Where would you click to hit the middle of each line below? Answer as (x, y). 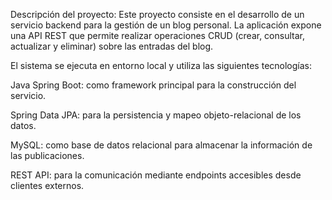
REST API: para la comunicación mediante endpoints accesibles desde (156, 175)
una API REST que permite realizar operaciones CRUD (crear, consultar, (157, 35)
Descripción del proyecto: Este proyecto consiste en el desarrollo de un (157, 14)
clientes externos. (47, 185)
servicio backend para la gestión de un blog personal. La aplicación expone (166, 25)
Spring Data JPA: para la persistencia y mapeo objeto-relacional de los (156, 115)
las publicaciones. (47, 155)
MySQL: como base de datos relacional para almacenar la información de (161, 145)
